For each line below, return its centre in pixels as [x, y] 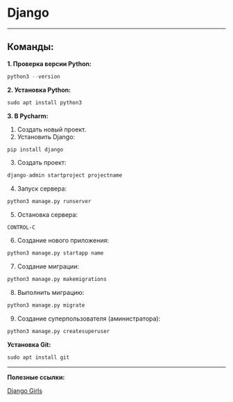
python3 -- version [34, 77]
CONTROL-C [21, 227]
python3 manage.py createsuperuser [59, 331]
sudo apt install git [38, 357]
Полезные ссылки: [36, 377]
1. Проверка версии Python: [50, 63]
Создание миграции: [48, 266]
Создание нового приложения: [63, 241]
